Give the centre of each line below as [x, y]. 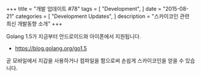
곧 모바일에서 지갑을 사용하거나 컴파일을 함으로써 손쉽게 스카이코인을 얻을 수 [95, 61]
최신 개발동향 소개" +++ [34, 24]
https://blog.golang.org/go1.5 [51, 48]
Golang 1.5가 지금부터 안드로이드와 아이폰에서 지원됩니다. [73, 36]
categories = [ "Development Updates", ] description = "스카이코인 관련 [103, 16]
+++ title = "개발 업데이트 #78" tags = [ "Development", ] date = [84, 9]
